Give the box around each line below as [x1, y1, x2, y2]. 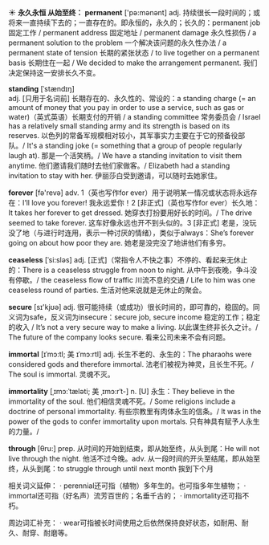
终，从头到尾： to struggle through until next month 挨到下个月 [8, 464, 214, 473]
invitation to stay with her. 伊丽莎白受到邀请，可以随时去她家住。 [8, 171, 222, 180]
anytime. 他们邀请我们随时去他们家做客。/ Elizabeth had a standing [8, 161, 230, 170]
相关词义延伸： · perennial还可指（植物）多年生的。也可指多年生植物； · [8, 481, 247, 490]
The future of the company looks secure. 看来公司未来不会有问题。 [8, 332, 230, 342]
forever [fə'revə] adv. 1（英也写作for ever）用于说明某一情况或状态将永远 [8, 188, 251, 197]
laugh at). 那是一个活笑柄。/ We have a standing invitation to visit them [8, 151, 243, 160]
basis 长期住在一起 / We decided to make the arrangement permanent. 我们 [8, 58, 258, 67]
